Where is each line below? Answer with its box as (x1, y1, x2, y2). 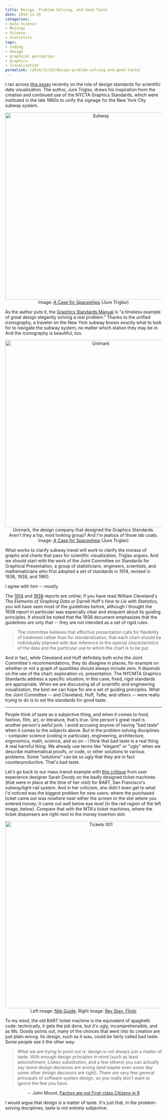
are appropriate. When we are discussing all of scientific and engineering (5, 681, 155, 687)
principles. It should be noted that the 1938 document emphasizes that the (5, 614, 158, 620)
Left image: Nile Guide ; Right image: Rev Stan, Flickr (30, 1008, 137, 1014)
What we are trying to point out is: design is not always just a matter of (17, 1049, 162, 1054)
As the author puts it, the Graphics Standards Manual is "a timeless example (5, 309, 161, 315)
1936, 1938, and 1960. (5, 574, 50, 579)
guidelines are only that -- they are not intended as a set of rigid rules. (5, 620, 149, 625)
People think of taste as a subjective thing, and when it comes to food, (5, 711, 149, 717)
